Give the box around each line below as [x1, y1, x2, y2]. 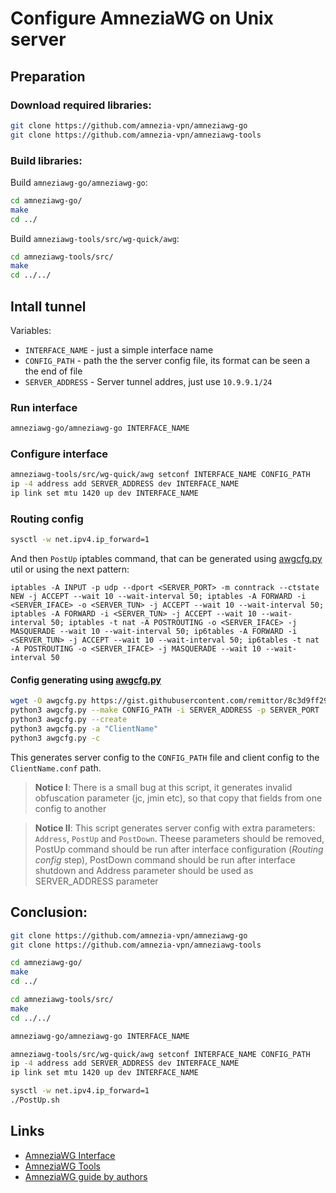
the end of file [24, 365, 83, 377]
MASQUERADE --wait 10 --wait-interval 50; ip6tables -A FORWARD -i [10, 627, 298, 637]
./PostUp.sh [10, 1095, 60, 1106]
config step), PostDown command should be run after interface [34, 853, 296, 866]
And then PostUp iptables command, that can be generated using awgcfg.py [10, 553, 323, 565]
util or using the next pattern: [10, 563, 130, 576]
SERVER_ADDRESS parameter [34, 875, 159, 887]
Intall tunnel [10, 298, 87, 315]
